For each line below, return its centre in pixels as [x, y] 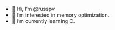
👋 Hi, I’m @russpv [33, 9]
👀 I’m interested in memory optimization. [60, 15]
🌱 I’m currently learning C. [43, 21]
